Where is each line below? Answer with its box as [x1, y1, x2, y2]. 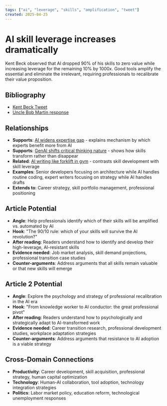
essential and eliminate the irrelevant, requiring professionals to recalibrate [5, 71, 159, 77]
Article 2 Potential [5, 280, 62, 288]
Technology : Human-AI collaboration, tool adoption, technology [12, 379, 144, 385]
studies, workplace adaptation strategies [12, 330, 96, 336]
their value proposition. [5, 76, 53, 82]
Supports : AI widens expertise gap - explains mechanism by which [12, 137, 151, 143]
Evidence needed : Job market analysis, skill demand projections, [12, 249, 147, 255]
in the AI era [12, 298, 38, 304]
